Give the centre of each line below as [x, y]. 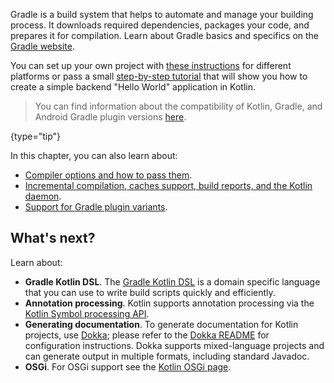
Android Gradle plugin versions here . [110, 117]
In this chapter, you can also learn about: [94, 155]
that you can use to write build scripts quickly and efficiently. [150, 292]
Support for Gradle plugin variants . [96, 207]
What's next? [53, 238]
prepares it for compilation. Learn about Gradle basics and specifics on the [165, 35]
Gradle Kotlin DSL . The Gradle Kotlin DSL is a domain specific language [172, 281]
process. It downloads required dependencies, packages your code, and [160, 25]
